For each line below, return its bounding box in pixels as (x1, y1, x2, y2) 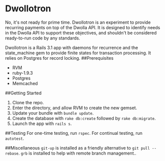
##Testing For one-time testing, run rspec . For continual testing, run (5, 130, 143, 136)
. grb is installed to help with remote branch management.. (18, 150, 136, 156)
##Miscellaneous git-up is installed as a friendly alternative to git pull (5, 145, 150, 151)
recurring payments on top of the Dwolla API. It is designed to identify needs (5, 24, 161, 30)
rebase (5, 151, 19, 156)
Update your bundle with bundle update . (12, 110, 94, 116)
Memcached (12, 80, 38, 86)
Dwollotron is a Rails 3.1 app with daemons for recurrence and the (5, 44, 138, 50)
